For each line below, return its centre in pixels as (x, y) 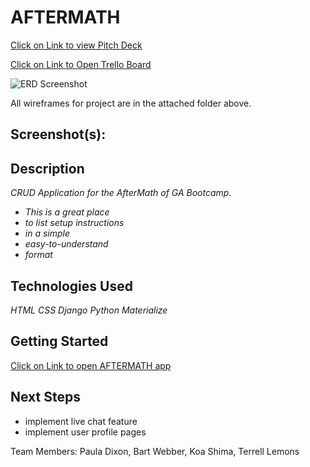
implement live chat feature (81, 421)
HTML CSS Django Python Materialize (89, 310)
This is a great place (67, 212)
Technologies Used (71, 286)
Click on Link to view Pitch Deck (76, 45)
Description (47, 168)
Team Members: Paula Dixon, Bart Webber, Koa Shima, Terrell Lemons (155, 451)
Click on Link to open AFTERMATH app (91, 365)
